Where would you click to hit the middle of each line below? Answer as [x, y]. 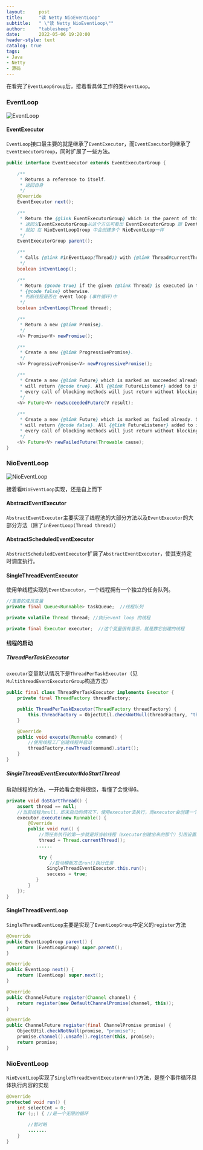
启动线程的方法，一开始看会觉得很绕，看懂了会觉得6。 [74, 789]
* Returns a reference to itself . [63, 180]
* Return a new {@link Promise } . [62, 324]
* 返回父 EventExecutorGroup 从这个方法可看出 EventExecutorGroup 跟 [101, 224]
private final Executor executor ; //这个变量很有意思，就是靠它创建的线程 [95, 628]
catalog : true [24, 46]
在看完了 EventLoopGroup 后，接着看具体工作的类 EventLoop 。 [80, 86]
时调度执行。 [22, 561]
